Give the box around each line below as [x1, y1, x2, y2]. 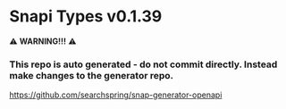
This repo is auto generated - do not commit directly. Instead [9, 58, 278, 71]
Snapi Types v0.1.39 [9, 6, 163, 27]
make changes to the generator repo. [9, 69, 174, 81]
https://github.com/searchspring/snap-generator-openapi [9, 89, 223, 100]
